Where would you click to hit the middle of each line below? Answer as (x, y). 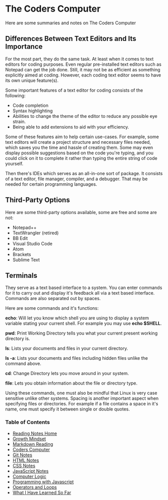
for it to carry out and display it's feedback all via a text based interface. (80, 293)
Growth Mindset (29, 439)
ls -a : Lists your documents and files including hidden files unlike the (76, 358)
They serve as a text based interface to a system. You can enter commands (84, 288)
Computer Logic (29, 476)
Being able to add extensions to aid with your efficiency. (71, 127)
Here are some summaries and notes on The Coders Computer (71, 23)
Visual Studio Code (33, 243)
